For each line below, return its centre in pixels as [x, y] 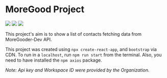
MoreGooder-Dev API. [29, 39]
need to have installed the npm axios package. [54, 60]
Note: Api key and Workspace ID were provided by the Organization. [77, 70]
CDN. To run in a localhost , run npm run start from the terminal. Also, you [83, 55]
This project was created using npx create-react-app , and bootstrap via [81, 49]
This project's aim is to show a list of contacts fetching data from [74, 34]
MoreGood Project [45, 9]
